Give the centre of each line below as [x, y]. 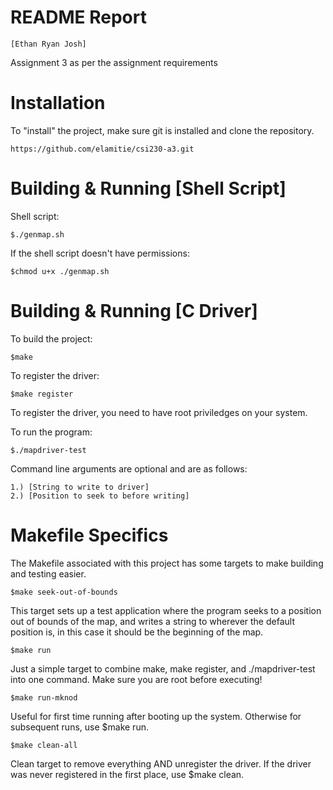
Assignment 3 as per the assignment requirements [114, 62]
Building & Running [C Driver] [134, 311]
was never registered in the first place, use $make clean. [127, 774]
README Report [78, 17]
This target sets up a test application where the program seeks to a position [166, 610]
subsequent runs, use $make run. [79, 727]
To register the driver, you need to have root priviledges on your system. [159, 412]
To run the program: [51, 432]
